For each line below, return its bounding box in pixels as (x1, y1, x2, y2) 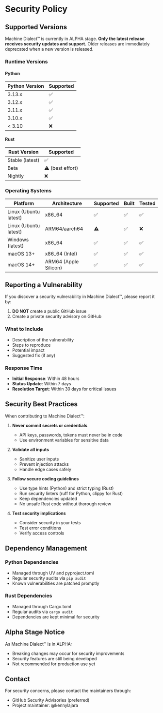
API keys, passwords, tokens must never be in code (19, 432, 123, 437)
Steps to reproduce (12, 342, 51, 348)
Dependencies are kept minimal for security (12, 614, 100, 620)
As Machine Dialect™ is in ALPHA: (5, 641, 72, 647)
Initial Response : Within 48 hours (12, 376, 80, 381)
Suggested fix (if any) (12, 352, 56, 358)
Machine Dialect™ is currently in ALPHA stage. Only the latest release (5, 36, 145, 41)
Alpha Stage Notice (5, 628, 65, 636)
